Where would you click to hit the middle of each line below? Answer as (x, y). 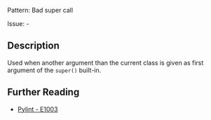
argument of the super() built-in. (54, 70)
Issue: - (18, 24)
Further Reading (43, 92)
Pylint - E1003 (38, 109)
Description (33, 46)
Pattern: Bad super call (40, 10)
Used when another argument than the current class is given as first (105, 62)
